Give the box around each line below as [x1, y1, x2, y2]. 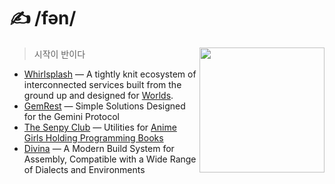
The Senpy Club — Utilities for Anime [23, 121, 177, 133]
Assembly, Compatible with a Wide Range [23, 153, 197, 165]
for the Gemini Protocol [23, 110, 120, 122]
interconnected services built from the [23, 78, 182, 90]
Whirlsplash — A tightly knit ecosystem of [23, 68, 197, 80]
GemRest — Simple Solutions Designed [23, 100, 186, 112]
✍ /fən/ [9, 7, 77, 30]
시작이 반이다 [33, 48, 86, 60]
